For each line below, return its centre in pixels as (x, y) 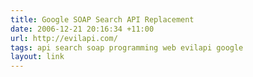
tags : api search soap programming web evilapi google (127, 47)
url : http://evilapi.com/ (64, 38)
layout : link (37, 57)
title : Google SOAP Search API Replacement (102, 19)
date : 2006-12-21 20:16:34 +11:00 (82, 29)
